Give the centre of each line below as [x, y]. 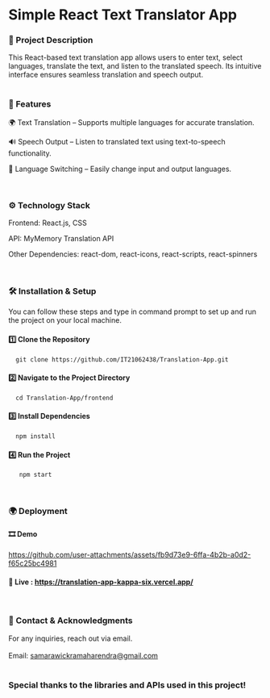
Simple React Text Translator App [123, 15]
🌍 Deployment [38, 512]
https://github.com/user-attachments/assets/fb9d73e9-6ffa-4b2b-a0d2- [130, 555]
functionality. [30, 153]
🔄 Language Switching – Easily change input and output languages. [120, 169]
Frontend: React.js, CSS [48, 223]
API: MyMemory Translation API [61, 239]
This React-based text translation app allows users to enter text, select [126, 57]
